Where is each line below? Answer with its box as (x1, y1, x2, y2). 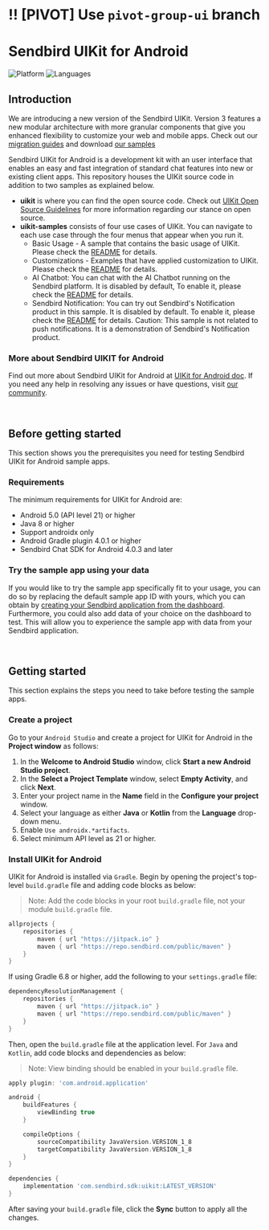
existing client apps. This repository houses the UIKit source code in (8, 171, 234, 182)
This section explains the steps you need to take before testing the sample (8, 685, 255, 696)
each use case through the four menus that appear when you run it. (19, 230, 244, 239)
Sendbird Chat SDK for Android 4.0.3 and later (19, 545, 173, 554)
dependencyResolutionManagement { (8, 987, 124, 995)
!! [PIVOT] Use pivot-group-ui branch (8, 6, 261, 24)
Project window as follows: (8, 741, 99, 750)
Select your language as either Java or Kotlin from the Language (19, 807, 237, 817)
